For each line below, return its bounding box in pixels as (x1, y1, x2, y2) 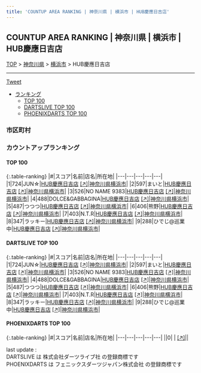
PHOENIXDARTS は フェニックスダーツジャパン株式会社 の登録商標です (6, 360, 182, 368)
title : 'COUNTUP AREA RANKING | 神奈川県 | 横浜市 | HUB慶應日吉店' (6, 8, 170, 15)
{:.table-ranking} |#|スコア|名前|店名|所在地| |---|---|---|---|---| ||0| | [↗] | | (6, 333, 189, 341)
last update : (6, 345, 37, 353)
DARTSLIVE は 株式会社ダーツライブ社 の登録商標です (6, 353, 139, 360)
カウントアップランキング (6, 144, 80, 152)
